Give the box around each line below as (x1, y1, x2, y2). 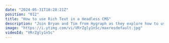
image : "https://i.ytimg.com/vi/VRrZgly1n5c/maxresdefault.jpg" (5, 26, 143, 31)
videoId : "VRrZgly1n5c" (5, 30, 55, 35)
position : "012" (5, 12, 39, 17)
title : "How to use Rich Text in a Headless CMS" (5, 16, 112, 21)
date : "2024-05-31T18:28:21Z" (5, 7, 69, 12)
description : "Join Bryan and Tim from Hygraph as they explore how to (5, 21, 158, 26)
